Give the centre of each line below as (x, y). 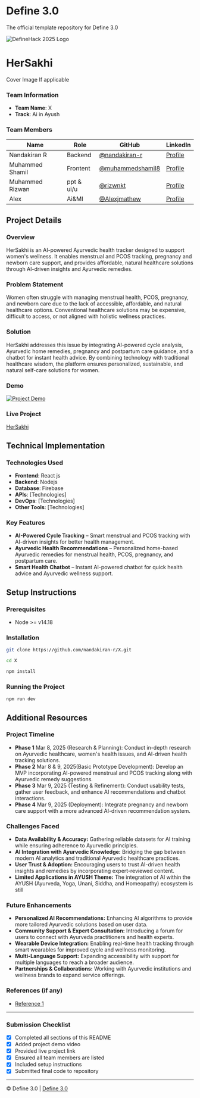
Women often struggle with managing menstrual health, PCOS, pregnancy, (97, 297)
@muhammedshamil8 (130, 169)
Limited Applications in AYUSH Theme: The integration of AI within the (103, 877)
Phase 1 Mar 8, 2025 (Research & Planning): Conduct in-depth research (103, 747)
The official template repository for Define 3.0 (62, 27)
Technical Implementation (56, 446)
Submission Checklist (38, 1024)
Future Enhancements (39, 905)
